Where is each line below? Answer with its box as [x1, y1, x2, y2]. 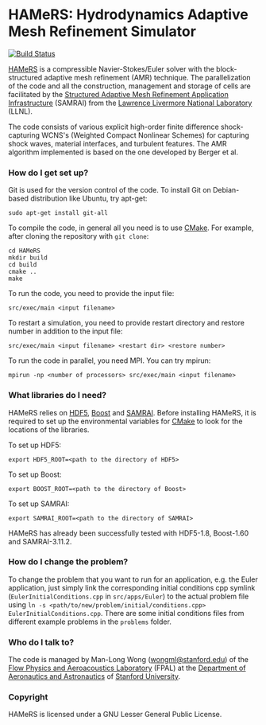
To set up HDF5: [8, 440, 62, 450]
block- [215, 64, 237, 73]
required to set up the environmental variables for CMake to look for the [8, 416, 243, 426]
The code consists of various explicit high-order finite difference [8, 122, 220, 131]
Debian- [213, 185, 240, 195]
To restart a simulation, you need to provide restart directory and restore [8, 318, 245, 328]
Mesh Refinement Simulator [8, 22, 197, 41]
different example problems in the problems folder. [8, 617, 172, 626]
